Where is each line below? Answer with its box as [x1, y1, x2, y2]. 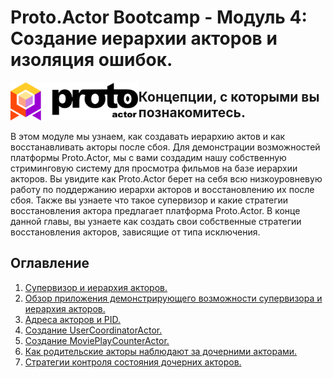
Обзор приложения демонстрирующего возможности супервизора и [24, 292, 323, 304]
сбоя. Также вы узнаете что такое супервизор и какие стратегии [10, 194, 289, 206]
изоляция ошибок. [10, 49, 173, 71]
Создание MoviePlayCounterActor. [24, 334, 170, 346]
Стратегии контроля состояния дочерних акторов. [24, 356, 242, 368]
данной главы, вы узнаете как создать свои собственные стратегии [10, 216, 302, 227]
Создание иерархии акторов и [10, 27, 278, 50]
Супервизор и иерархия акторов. [24, 281, 168, 293]
